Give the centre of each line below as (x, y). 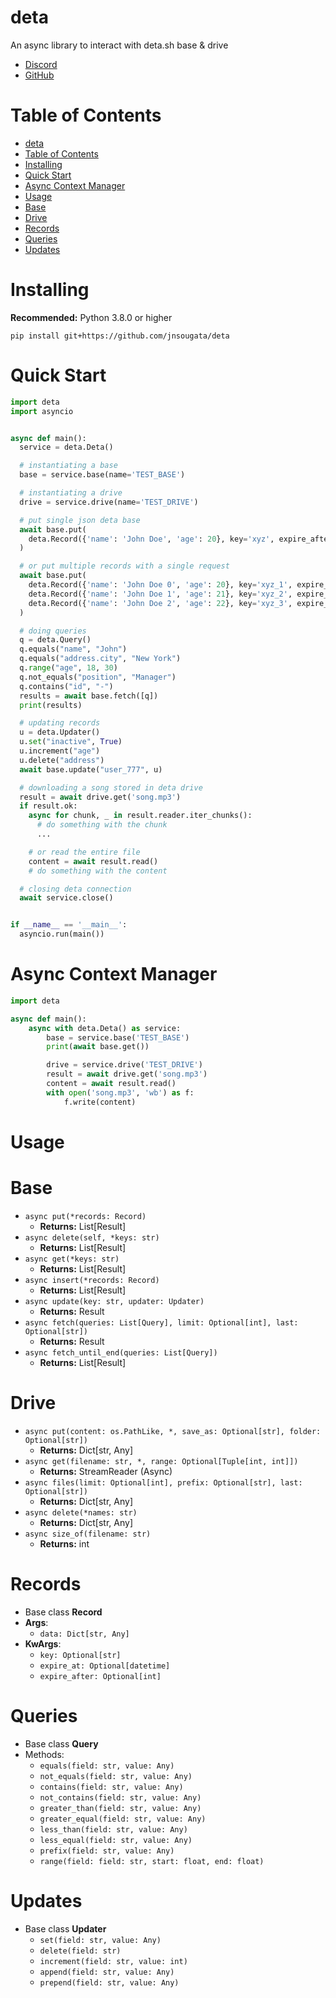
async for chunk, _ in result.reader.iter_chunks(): (140, 816)
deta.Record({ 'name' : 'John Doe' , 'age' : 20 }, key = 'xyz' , (151, 539)
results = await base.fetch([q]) (89, 696)
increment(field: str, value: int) (113, 1961)
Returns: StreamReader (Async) (106, 1471)
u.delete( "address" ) (62, 760)
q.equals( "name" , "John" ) (73, 649)
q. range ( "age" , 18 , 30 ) (68, 668)
